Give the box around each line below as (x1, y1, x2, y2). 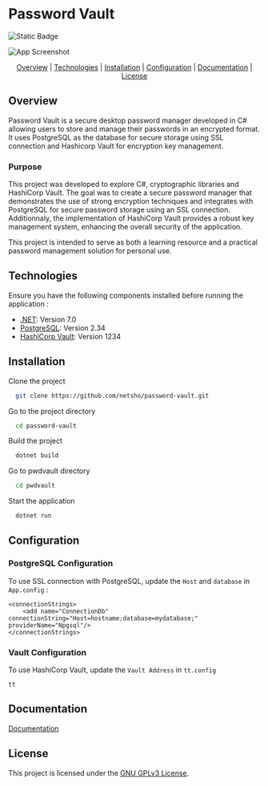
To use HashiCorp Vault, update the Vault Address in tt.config (8, 665, 217, 675)
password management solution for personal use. (8, 246, 172, 256)
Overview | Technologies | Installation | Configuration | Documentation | (16, 62, 253, 72)
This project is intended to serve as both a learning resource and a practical (8, 237, 258, 247)
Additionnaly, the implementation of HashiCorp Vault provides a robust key (8, 213, 254, 223)
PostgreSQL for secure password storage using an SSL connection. (8, 205, 230, 215)
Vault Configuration (8, 646, 86, 658)
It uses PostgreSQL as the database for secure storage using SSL (8, 132, 224, 142)
